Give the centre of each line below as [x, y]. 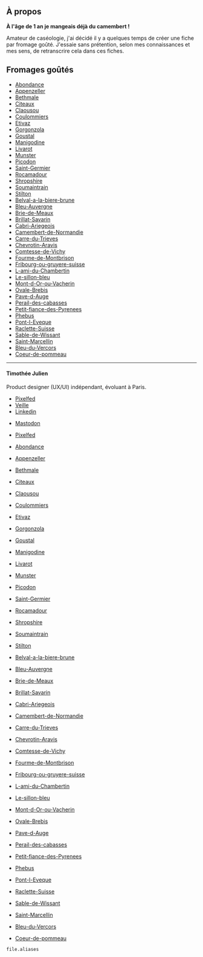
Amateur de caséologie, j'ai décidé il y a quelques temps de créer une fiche [100, 38]
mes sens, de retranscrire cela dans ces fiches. [65, 51]
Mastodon [27, 423]
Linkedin [26, 411]
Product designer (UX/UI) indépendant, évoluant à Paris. [76, 387]
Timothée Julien [27, 373]
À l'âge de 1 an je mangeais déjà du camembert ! [68, 26]
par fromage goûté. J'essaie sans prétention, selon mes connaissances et [98, 44]
